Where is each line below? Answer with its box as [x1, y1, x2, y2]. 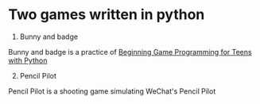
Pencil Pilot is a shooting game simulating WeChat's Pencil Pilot [8, 86, 216, 96]
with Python [8, 56, 48, 65]
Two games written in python [8, 6, 205, 24]
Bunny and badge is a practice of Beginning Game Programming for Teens [8, 47, 252, 56]
